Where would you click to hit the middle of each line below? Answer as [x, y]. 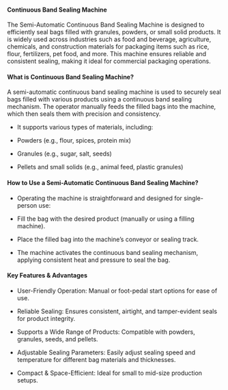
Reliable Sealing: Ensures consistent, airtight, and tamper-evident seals [117, 311]
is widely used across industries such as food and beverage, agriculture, [109, 39]
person [27, 205]
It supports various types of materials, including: [85, 127]
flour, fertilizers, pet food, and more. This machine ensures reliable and [107, 54]
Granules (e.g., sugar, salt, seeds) [65, 154]
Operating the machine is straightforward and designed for [100, 198]
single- [194, 198]
